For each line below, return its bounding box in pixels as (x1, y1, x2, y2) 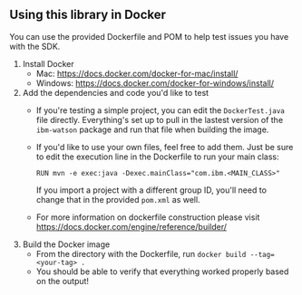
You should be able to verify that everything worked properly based (35, 266, 289, 277)
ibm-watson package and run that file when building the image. (35, 124, 269, 135)
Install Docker (22, 58, 74, 69)
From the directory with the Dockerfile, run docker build (35, 248, 247, 259)
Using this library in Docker (9, 7, 166, 23)
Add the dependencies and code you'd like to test (22, 87, 209, 98)
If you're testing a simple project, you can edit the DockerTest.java (35, 104, 286, 116)
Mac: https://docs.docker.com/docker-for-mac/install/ (35, 68, 239, 79)
